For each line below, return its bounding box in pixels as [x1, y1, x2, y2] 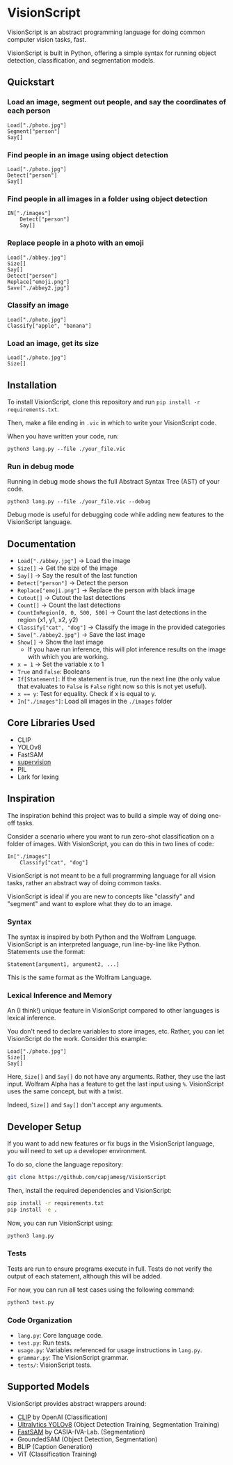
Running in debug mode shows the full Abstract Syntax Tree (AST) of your [7, 477, 220, 486]
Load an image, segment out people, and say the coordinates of [7, 97, 227, 107]
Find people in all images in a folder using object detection [7, 193, 208, 203]
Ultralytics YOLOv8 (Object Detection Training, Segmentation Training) [17, 1420, 220, 1428]
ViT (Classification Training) [17, 1450, 97, 1458]
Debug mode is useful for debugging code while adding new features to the [7, 510, 225, 519]
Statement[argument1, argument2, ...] [7, 960, 120, 968]
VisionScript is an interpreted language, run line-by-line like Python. [7, 940, 202, 948]
